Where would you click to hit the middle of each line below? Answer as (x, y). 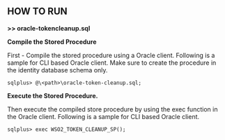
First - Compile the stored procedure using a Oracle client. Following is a (111, 55)
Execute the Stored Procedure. (53, 95)
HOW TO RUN (37, 11)
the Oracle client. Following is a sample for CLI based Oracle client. (103, 116)
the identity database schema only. (57, 70)
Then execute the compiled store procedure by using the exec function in (113, 109)
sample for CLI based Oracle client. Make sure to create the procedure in (112, 63)
